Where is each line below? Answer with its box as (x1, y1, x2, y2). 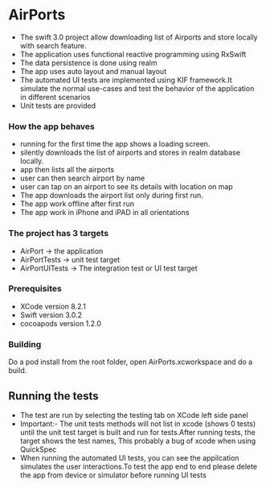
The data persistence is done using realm (19, 58, 158, 68)
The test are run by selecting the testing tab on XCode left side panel (19, 410, 248, 420)
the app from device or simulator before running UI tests (19, 469, 207, 480)
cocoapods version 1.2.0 (19, 318, 102, 328)
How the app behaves (8, 121, 95, 132)
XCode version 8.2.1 (19, 301, 87, 311)
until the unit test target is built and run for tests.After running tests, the (19, 427, 256, 436)
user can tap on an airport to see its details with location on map (19, 182, 233, 192)
